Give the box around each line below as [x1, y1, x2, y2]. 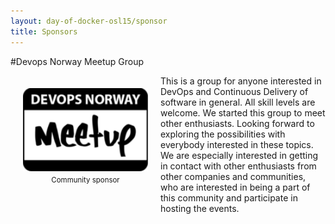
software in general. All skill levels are [160, 96, 316, 108]
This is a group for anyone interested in [160, 75, 322, 87]
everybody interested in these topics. [160, 138, 314, 150]
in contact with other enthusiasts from [160, 160, 317, 172]
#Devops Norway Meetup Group [10, 55, 145, 67]
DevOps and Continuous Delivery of [160, 85, 309, 97]
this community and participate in [160, 191, 298, 204]
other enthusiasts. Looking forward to [160, 117, 315, 129]
